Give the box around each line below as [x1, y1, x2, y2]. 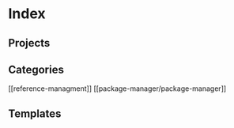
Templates [8, 107, 62, 120]
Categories [8, 62, 65, 76]
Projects [8, 36, 51, 50]
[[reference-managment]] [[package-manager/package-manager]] [8, 84, 227, 93]
